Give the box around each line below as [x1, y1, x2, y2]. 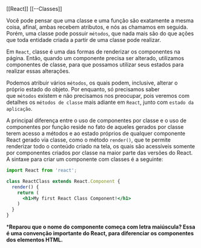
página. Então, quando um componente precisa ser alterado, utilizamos [6, 55, 185, 61]
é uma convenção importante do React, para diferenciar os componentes [6, 230, 194, 236]
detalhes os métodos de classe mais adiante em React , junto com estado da [6, 98, 194, 106]
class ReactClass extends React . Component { [6, 178, 120, 184]
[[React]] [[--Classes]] [6, 5, 62, 12]
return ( [17, 190, 39, 196]
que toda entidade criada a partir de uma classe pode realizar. [6, 36, 162, 43]
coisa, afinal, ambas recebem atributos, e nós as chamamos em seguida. [6, 24, 188, 30]
